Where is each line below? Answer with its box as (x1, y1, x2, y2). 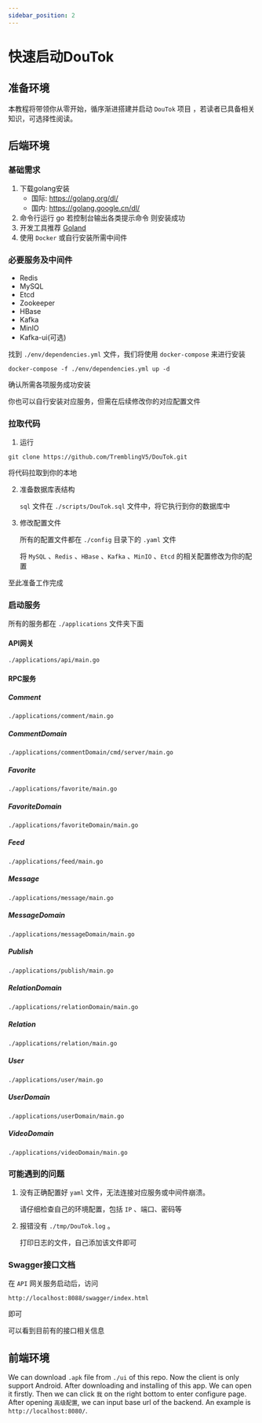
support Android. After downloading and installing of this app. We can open (8, 1381, 253, 1390)
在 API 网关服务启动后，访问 (8, 1279, 99, 1288)
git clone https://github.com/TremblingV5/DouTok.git (8, 453, 188, 461)
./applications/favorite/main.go (8, 784, 118, 793)
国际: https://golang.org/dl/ (31, 194, 119, 203)
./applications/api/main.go (8, 656, 100, 665)
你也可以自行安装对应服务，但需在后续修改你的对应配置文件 (8, 396, 201, 406)
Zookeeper (19, 298, 56, 308)
